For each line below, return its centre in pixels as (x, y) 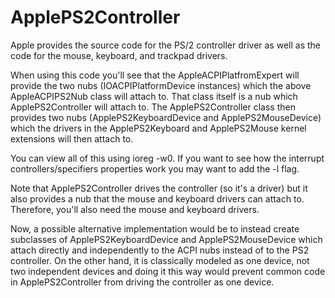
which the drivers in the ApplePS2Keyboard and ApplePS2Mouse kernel (158, 128)
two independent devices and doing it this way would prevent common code (168, 271)
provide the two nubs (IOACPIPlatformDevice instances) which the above (161, 85)
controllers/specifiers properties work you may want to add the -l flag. (155, 168)
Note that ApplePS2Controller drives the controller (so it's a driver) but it (159, 188)
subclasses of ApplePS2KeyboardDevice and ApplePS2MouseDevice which (166, 239)
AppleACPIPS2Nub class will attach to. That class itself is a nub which (154, 96)
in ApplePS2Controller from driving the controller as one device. (142, 282)
